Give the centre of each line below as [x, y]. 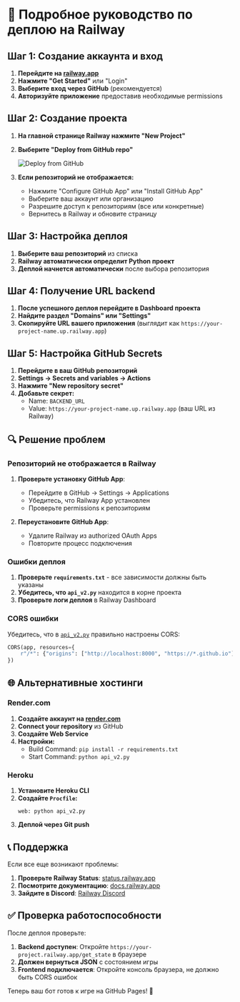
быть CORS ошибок [47, 977]
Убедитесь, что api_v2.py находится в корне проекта [100, 593]
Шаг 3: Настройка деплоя [68, 236]
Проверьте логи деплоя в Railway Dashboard [87, 600]
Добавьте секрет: [46, 394]
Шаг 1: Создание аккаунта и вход [85, 56]
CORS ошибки [33, 618]
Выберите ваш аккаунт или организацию [91, 199]
